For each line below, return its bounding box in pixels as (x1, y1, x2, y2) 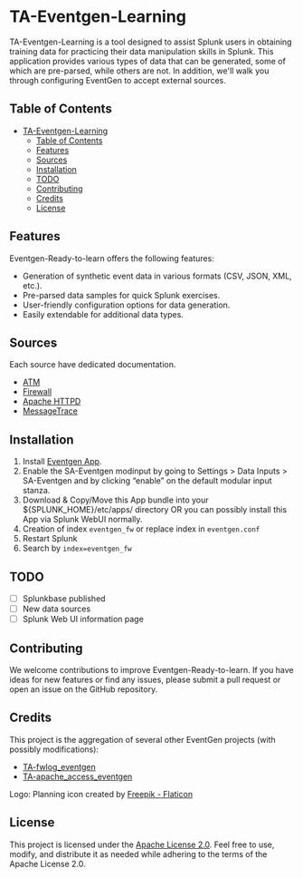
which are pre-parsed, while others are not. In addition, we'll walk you (9, 65, 270, 76)
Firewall (22, 386, 52, 397)
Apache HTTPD (22, 396, 81, 407)
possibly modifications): (9, 744, 99, 755)
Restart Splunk (22, 533, 78, 544)
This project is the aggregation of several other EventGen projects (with (9, 734, 276, 745)
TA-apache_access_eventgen (22, 771, 133, 782)
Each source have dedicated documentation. (9, 359, 176, 370)
